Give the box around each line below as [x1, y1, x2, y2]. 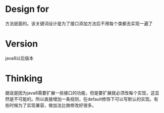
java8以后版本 [5, 55, 34, 61]
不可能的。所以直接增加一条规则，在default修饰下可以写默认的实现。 [13, 96, 155, 102]
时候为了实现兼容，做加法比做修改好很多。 [9, 102, 97, 108]
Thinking [5, 73, 43, 84]
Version [5, 38, 38, 50]
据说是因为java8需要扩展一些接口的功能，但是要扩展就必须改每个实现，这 [5, 90, 155, 96]
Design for [5, 3, 50, 15]
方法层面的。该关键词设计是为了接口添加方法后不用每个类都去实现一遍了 [5, 20, 153, 26]
